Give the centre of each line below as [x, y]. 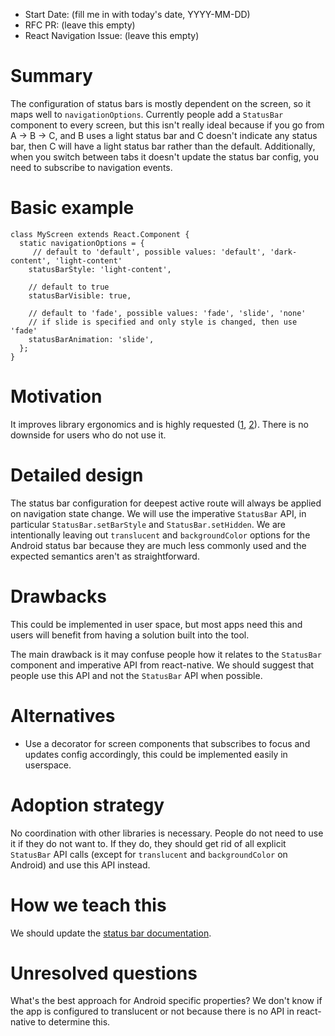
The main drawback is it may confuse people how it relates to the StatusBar [166, 654]
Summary [51, 76]
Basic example [72, 208]
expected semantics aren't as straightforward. [105, 556]
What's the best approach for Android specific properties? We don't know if [166, 1001]
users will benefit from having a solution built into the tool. [130, 635]
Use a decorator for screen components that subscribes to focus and [167, 743]
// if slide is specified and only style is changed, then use [163, 322]
